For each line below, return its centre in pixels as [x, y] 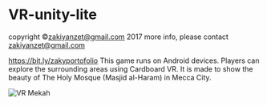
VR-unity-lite [53, 15]
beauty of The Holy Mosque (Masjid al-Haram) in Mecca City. [110, 77]
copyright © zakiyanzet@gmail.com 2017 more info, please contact [118, 37]
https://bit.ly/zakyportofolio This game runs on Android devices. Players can [134, 60]
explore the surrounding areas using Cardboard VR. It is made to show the [131, 68]
